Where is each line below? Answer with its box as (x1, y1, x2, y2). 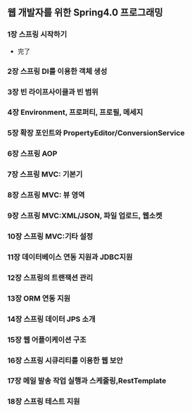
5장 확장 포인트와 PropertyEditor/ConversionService (7, 128, 185, 138)
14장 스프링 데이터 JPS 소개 (7, 314, 96, 324)
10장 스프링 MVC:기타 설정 (7, 231, 94, 241)
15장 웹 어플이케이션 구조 (7, 335, 87, 344)
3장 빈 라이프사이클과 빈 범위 (7, 87, 98, 96)
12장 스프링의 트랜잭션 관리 (7, 273, 94, 282)
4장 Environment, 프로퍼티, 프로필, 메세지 (7, 108, 143, 118)
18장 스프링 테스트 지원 (7, 397, 80, 406)
